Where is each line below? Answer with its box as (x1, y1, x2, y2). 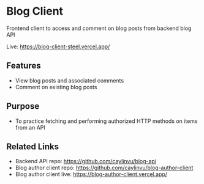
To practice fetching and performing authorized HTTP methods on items (15, 117, 198, 125)
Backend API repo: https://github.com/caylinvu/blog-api (15, 158, 157, 165)
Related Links (6, 141, 59, 152)
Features (6, 61, 41, 71)
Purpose (6, 101, 40, 111)
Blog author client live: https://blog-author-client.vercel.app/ (15, 171, 167, 178)
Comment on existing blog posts (15, 83, 97, 90)
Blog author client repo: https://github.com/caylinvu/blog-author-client (15, 164, 194, 172)
